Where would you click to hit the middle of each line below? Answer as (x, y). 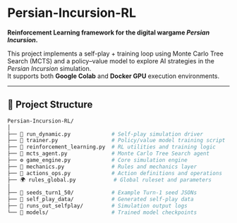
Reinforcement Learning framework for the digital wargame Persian (109, 32)
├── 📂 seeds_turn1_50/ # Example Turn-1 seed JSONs (102, 193)
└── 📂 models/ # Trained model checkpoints (102, 212)
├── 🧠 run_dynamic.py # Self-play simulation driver (105, 134)
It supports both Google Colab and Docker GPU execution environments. (114, 76)
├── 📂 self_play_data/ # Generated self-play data (101, 199)
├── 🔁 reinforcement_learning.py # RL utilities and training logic (112, 147)
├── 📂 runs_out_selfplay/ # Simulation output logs (98, 206)
